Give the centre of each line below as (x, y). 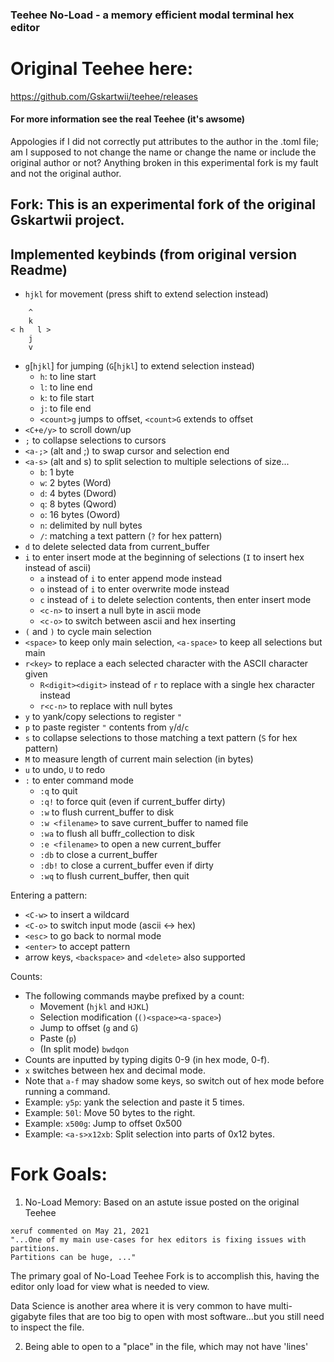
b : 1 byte (57, 472)
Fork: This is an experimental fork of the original (163, 204)
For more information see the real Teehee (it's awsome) (128, 119)
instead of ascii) (58, 568)
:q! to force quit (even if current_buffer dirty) (132, 802)
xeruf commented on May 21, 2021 (80, 1231)
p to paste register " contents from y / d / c (107, 727)
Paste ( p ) (58, 1039)
